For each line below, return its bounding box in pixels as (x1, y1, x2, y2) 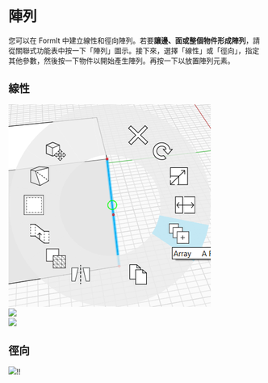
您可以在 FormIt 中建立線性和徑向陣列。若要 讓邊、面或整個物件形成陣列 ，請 (8, 36, 261, 45)
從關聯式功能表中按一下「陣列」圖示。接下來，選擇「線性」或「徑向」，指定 (8, 45, 260, 55)
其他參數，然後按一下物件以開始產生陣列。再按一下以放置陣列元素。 (8, 56, 235, 65)
